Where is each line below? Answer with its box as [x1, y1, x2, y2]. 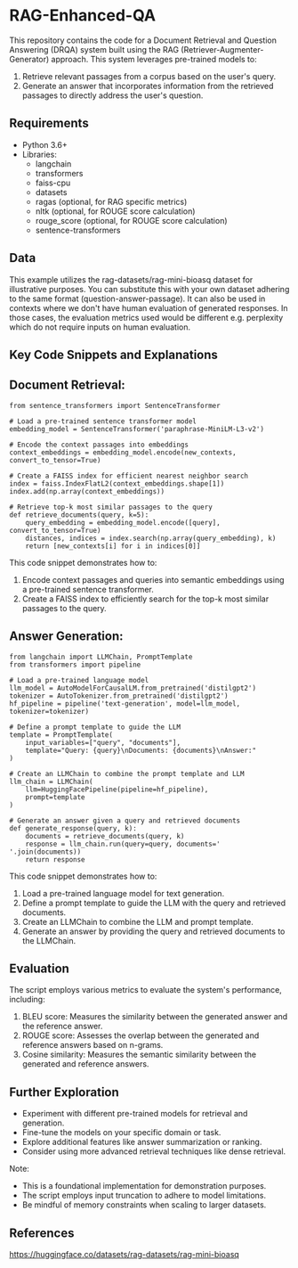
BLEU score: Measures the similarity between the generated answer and [21, 1011, 288, 1022]
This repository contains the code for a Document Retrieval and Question [9, 35, 278, 45]
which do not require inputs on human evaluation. [9, 322, 191, 332]
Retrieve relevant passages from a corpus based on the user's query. [21, 70, 277, 81]
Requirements [9, 116, 89, 131]
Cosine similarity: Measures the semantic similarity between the [21, 1049, 256, 1060]
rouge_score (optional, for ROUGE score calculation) [35, 215, 229, 225]
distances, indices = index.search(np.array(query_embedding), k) [25, 534, 277, 543]
